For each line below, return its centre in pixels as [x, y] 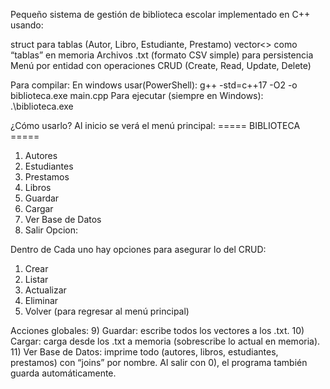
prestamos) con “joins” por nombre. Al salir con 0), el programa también [159, 362]
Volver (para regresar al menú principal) [107, 311]
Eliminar [41, 300]
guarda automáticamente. [63, 373]
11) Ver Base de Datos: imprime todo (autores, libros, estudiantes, [144, 352]
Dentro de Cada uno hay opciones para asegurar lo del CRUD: [138, 249]
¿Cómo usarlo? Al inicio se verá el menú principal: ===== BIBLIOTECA [155, 125]
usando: [27, 25]
